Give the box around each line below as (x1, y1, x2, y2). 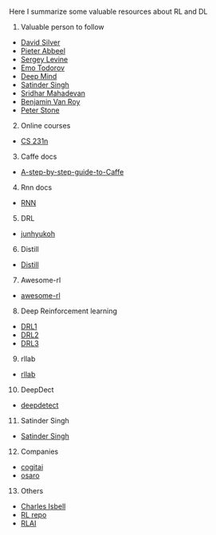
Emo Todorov (20, 63, 65, 73)
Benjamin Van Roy (20, 97, 81, 106)
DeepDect (20, 385, 54, 394)
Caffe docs (20, 151, 57, 161)
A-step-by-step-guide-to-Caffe (20, 167, 124, 176)
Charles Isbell (20, 502, 66, 511)
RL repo (20, 510, 47, 519)
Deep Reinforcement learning (20, 306, 118, 316)
